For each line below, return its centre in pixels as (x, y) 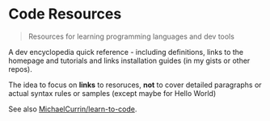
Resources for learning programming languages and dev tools (131, 36)
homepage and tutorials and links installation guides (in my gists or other (129, 60)
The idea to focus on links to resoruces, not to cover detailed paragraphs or (135, 85)
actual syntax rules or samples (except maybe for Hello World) (112, 93)
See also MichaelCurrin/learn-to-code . (73, 109)
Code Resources (65, 14)
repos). (20, 69)
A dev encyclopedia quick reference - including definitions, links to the (126, 52)
